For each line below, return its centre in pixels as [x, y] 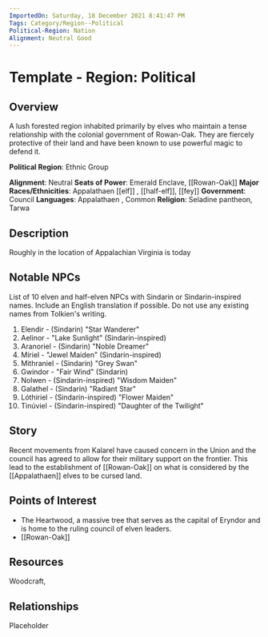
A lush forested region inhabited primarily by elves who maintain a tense [128, 126]
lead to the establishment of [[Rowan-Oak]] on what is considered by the [129, 467]
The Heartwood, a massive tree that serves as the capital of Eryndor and [140, 520]
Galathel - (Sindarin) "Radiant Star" [78, 388]
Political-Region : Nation [52, 30]
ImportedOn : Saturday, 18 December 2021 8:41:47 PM [97, 16]
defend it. [25, 152]
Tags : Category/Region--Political [67, 23]
